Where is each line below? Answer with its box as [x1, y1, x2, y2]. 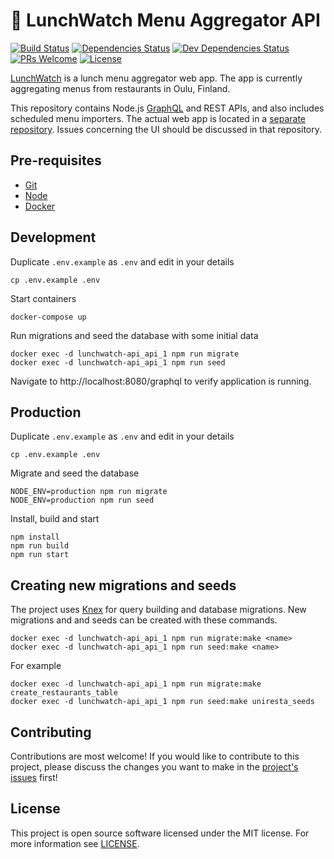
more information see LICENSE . [10, 837, 140, 849]
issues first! [10, 772, 58, 783]
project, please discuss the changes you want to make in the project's [10, 761, 299, 773]
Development [10, 229, 97, 246]
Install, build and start [10, 513, 100, 525]
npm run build [10, 541, 70, 551]
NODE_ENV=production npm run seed [10, 495, 155, 506]
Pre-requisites [10, 152, 102, 169]
